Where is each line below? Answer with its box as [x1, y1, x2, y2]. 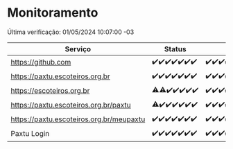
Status [164, 44, 187, 53]
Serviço [64, 44, 92, 53]
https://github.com [10, 58, 71, 67]
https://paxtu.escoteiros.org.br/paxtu [10, 100, 132, 110]
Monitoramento [7, 5, 98, 21]
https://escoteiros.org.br [10, 86, 90, 96]
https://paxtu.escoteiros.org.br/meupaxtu [10, 114, 146, 124]
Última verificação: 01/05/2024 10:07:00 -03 [7, 28, 135, 36]
